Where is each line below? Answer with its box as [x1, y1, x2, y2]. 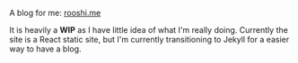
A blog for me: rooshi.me [9, 8, 101, 18]
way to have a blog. [9, 43, 83, 54]
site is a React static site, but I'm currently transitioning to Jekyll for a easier [9, 35, 290, 44]
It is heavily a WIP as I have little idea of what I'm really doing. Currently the [9, 25, 289, 35]
